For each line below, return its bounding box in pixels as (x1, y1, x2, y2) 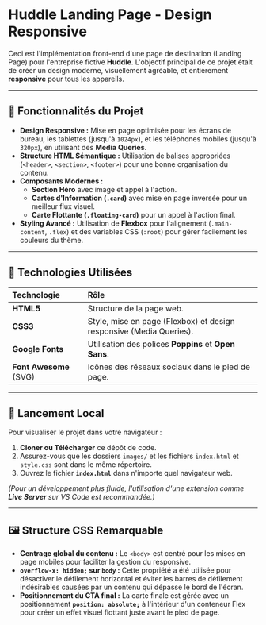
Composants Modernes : (19, 176, 104, 186)
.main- (211, 220, 233, 228)
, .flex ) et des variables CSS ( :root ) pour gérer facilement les (44, 226, 248, 236)
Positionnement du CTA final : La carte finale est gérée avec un (19, 591, 230, 600)
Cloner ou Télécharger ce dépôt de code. (19, 443, 157, 453)
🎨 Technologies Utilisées (8, 266, 133, 280)
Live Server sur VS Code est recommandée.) (8, 492, 156, 502)
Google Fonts (12, 343, 64, 354)
